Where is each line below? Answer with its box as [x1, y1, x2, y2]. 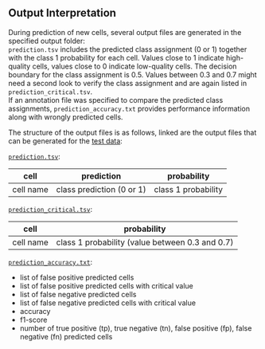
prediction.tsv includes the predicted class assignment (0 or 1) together [8, 44, 247, 54]
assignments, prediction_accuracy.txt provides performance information [8, 104, 251, 113]
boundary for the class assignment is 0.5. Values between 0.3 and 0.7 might [8, 69, 257, 79]
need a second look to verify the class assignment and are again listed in [8, 78, 247, 88]
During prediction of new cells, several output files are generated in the [8, 27, 242, 37]
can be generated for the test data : [8, 135, 123, 146]
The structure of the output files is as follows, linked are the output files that [8, 127, 257, 137]
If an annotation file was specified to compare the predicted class [8, 95, 224, 104]
